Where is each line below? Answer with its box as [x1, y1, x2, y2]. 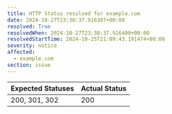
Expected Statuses [10, 84, 75, 93]
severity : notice [7, 42, 57, 49]
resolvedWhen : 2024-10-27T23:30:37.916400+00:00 [7, 29, 150, 37]
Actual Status [80, 84, 126, 93]
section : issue [7, 61, 51, 68]
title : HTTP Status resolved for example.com [7, 10, 140, 17]
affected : [7, 49, 36, 56]
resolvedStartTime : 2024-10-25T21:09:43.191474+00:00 [7, 36, 166, 43]
